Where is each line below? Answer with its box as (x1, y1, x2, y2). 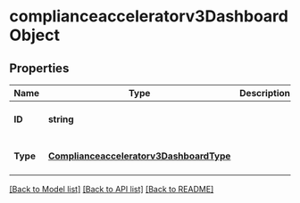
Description (239, 87, 290, 99)
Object (9, 25, 61, 45)
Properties (9, 61, 70, 76)
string (47, 113, 74, 126)
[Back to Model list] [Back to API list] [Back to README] (9, 184, 214, 194)
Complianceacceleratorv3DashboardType (47, 150, 231, 162)
